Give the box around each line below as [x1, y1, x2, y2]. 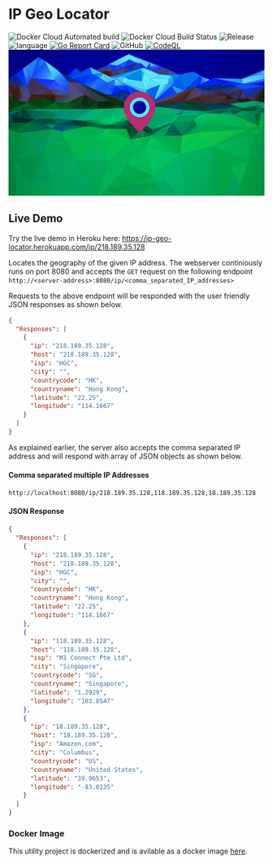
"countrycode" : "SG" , [29, 671, 104, 680]
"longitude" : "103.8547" [29, 697, 115, 705]
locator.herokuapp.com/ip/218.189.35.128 [8, 242, 145, 252]
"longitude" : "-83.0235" [29, 783, 115, 791]
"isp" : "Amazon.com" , [29, 740, 104, 748]
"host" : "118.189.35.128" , [29, 645, 122, 654]
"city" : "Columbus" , [29, 748, 100, 757]
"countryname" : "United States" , [29, 765, 144, 774]
